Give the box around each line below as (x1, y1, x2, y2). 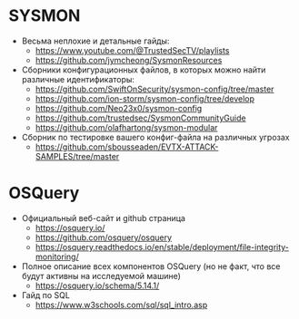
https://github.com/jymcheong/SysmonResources (35, 54, 223, 65)
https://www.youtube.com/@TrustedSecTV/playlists (35, 44, 230, 55)
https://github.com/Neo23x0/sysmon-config (35, 102, 203, 113)
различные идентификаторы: (21, 73, 135, 84)
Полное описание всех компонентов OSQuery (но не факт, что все (21, 260, 281, 272)
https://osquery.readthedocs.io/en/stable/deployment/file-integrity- (35, 241, 290, 252)
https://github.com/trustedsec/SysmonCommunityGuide (35, 112, 246, 123)
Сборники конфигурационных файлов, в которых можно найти (21, 64, 266, 75)
